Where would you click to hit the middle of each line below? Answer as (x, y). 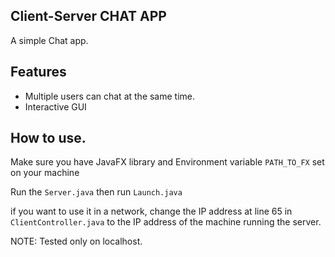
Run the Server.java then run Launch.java (96, 192)
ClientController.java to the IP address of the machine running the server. (166, 222)
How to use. (48, 138)
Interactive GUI (55, 106)
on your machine (45, 173)
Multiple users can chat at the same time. (110, 96)
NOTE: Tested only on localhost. (76, 241)
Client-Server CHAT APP (88, 16)
